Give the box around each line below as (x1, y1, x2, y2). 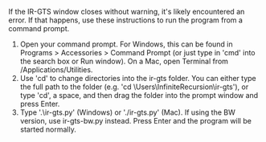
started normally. (19, 124, 76, 134)
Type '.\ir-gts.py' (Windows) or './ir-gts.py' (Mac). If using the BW (19, 108, 235, 117)
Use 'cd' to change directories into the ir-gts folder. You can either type (19, 74, 256, 83)
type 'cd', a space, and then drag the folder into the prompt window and (19, 91, 259, 99)
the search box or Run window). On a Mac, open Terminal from (19, 56, 229, 66)
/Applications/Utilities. (19, 65, 93, 75)
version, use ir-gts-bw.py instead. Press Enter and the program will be (19, 116, 252, 125)
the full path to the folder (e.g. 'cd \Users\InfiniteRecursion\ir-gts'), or (19, 82, 249, 91)
